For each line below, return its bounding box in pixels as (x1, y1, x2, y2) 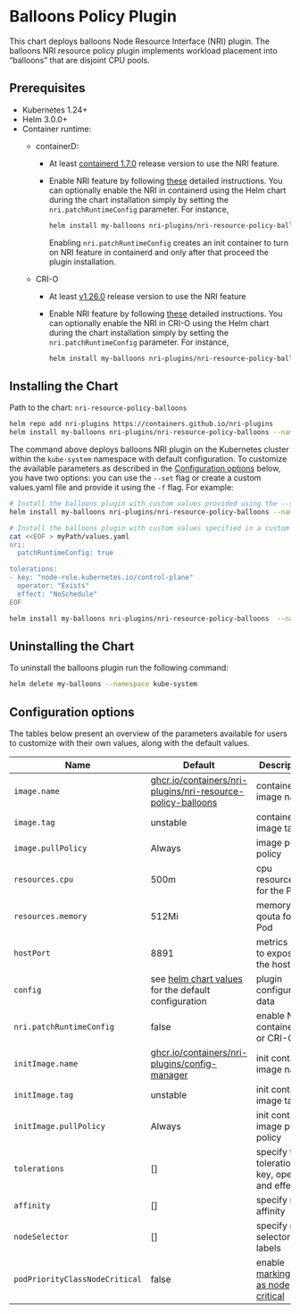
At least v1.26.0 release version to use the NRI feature (48, 290, 246, 301)
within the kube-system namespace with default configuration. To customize (9, 454, 287, 465)
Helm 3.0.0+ (21, 113, 69, 124)
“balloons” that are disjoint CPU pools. (9, 54, 150, 65)
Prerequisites (9, 80, 86, 96)
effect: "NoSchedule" (17, 590, 98, 598)
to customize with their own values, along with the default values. (9, 738, 250, 749)
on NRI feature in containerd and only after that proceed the (48, 247, 270, 257)
